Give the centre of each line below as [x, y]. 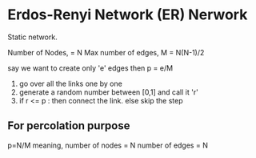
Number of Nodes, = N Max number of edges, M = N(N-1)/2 [106, 52]
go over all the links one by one [71, 83]
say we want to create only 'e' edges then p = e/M [90, 68]
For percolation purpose [69, 126]
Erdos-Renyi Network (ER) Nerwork [128, 15]
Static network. [32, 37]
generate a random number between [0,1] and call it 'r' [109, 92]
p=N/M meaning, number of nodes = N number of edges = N [108, 145]
